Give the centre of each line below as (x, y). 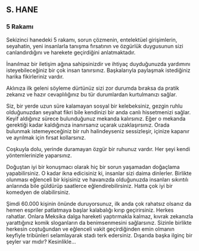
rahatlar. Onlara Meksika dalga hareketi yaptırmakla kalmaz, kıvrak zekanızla (100, 216)
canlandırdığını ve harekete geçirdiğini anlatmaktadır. (71, 52)
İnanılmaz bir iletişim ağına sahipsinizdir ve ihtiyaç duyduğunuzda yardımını (98, 64)
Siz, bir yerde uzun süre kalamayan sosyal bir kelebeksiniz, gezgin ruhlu (94, 106)
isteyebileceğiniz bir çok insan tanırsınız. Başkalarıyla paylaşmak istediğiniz (98, 70)
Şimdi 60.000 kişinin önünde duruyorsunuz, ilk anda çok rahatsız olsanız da (99, 203)
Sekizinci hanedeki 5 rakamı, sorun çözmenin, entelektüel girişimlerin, (92, 40)
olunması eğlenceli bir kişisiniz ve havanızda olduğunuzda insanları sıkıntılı (97, 179)
